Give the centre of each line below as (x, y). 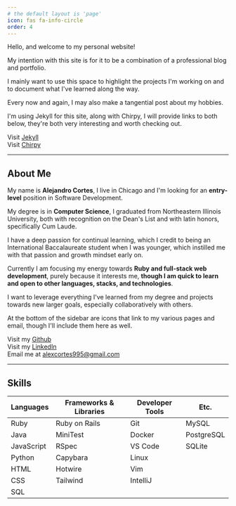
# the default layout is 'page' (54, 14)
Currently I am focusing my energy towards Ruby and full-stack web (107, 268)
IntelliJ (141, 480)
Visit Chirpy (24, 145)
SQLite (197, 446)
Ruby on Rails (78, 423)
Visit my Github (29, 339)
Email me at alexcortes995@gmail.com (64, 354)
